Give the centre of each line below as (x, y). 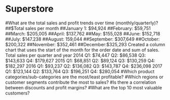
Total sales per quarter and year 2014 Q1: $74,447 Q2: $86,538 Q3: (76, 55)
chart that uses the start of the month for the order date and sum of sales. (82, 50)
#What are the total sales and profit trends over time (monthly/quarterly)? (82, 23)
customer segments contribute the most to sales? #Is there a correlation (81, 82)
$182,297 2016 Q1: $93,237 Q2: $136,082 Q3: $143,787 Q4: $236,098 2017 (84, 66)
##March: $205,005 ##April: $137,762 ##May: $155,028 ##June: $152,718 (83, 34)
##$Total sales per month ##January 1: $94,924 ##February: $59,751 (78, 28)
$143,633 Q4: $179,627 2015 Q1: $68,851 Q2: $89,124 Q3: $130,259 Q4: (80, 60)
